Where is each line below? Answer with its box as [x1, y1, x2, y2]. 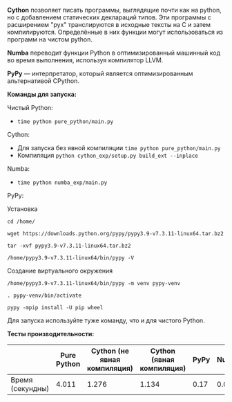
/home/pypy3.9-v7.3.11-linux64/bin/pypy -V [7, 255, 135, 262]
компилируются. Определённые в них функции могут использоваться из [7, 28, 223, 36]
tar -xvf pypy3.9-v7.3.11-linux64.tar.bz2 [7, 242, 131, 249]
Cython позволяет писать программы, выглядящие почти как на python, [7, 6, 222, 14]
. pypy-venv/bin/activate [7, 292, 81, 299]
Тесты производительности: [7, 330, 95, 338]
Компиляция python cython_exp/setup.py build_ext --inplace [17, 152, 198, 159]
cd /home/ [7, 218, 36, 225]
